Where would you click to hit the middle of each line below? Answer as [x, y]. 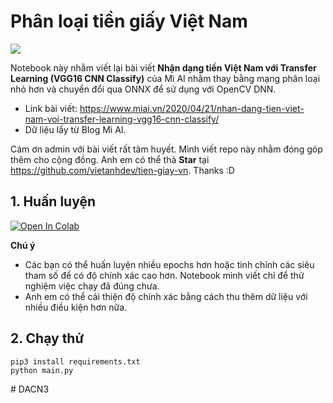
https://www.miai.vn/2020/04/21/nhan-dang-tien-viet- [192, 108]
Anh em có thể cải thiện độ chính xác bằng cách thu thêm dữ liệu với [166, 296]
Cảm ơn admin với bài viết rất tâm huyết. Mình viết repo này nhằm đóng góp [166, 149]
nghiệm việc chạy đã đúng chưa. [92, 286]
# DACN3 [30, 389]
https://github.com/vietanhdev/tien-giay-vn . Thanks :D [122, 170]
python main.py [42, 370]
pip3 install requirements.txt [75, 361]
